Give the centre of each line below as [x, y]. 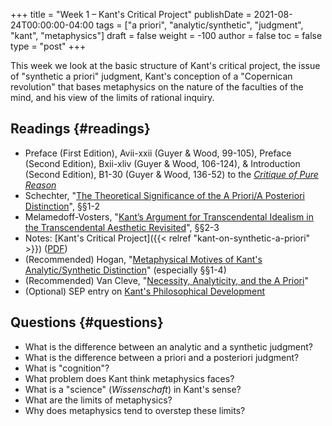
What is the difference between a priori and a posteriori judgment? [162, 357]
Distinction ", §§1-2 [62, 206]
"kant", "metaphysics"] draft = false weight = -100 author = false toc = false [166, 35]
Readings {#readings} [80, 129]
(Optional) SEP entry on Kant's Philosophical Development [145, 291]
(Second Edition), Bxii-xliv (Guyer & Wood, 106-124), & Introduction [162, 163]
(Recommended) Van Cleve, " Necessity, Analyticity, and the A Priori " [166, 280]
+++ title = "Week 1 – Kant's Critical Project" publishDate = [131, 14]
